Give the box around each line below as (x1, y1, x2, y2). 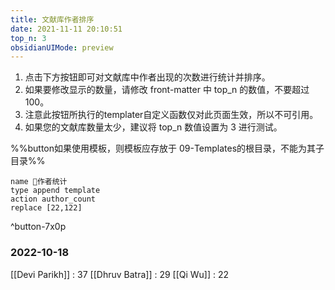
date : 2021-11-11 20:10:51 (10, 24, 123, 34)
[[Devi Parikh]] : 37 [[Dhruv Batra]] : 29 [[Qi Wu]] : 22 (10, 268, 230, 280)
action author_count (10, 194, 97, 205)
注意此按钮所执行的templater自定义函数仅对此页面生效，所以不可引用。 (24, 109, 319, 121)
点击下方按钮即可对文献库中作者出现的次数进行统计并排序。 (24, 71, 271, 83)
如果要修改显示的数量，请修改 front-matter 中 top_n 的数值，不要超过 (24, 84, 310, 96)
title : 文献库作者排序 (10, 14, 95, 25)
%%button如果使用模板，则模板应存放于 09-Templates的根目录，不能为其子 (10, 142, 325, 155)
